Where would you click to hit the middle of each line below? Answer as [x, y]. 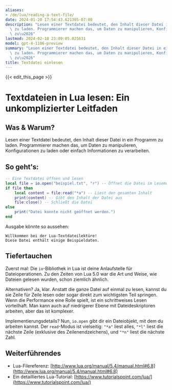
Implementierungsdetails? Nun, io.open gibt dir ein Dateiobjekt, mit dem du [84, 321]
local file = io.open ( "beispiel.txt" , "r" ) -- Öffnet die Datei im [79, 183]
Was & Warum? [30, 127]
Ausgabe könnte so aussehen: [37, 227]
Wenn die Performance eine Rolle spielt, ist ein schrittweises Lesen [76, 300]
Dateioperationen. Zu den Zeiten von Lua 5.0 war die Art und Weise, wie [81, 274]
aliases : [15, 10]
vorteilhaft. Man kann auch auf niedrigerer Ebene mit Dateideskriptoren [80, 305]
